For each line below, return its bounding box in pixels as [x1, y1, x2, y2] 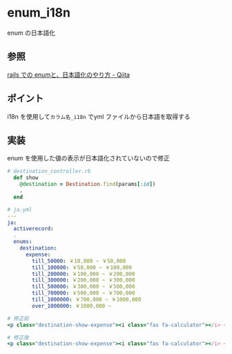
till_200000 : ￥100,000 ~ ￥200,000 [32, 270, 135, 277]
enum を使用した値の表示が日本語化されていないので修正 [7, 154, 171, 162]
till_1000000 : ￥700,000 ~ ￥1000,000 [32, 296, 142, 303]
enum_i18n [7, 5, 71, 21]
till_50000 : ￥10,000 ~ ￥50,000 [32, 257, 126, 264]
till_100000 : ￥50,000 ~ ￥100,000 [32, 264, 133, 271]
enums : [13, 239, 32, 245]
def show [13, 174, 39, 181]
